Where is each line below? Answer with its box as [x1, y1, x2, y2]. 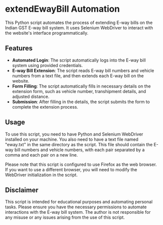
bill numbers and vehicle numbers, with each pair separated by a [14, 147, 145, 153]
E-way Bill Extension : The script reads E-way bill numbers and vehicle [12, 67, 155, 73]
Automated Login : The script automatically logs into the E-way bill [12, 57, 146, 63]
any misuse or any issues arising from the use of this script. [5, 214, 125, 221]
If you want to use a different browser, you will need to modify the [5, 166, 138, 172]
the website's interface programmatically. [5, 30, 89, 36]
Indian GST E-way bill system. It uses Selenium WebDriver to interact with [5, 24, 153, 30]
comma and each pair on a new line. [5, 152, 78, 157]
